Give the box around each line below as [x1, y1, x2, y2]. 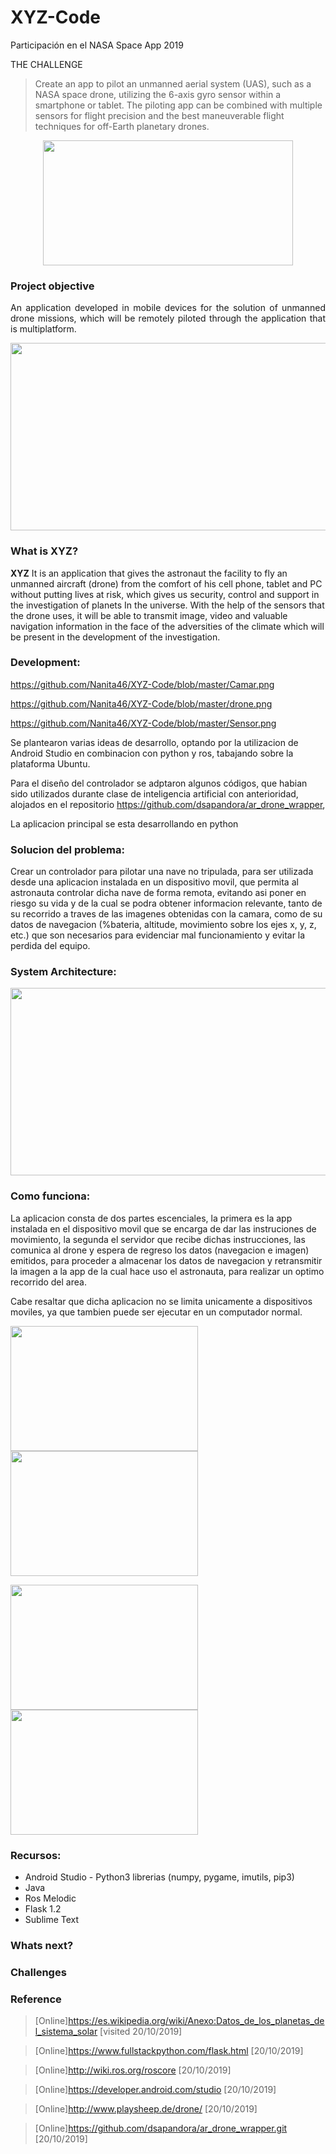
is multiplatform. [10, 323, 77, 335]
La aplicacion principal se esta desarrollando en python [10, 817, 239, 830]
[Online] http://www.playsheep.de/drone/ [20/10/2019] [34, 2103, 258, 2115]
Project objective [10, 279, 95, 293]
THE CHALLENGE [10, 58, 83, 70]
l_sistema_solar [34, 2026, 98, 2038]
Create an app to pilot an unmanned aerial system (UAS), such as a [34, 77, 312, 90]
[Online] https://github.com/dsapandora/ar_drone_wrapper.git [34, 2122, 288, 2135]
